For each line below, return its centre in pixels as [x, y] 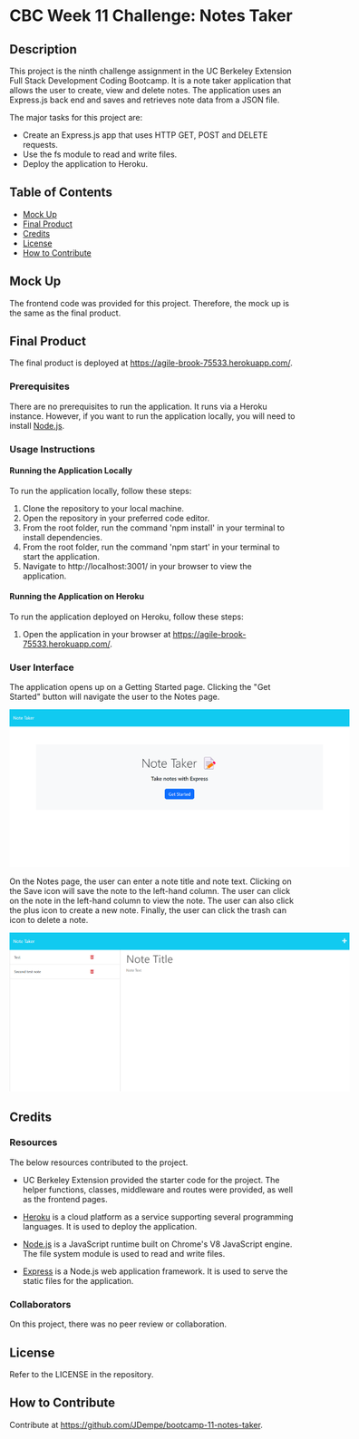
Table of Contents [61, 193]
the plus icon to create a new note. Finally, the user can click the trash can [148, 910]
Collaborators [40, 1304]
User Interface [42, 667]
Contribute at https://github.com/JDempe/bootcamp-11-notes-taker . [136, 1424]
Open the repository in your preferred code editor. [116, 518]
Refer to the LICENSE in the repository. [82, 1374]
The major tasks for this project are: [76, 117]
